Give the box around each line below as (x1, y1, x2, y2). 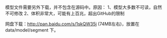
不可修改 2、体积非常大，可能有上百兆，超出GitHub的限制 (5, 10, 125, 16)
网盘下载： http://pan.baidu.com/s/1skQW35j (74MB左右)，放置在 (5, 21, 139, 27)
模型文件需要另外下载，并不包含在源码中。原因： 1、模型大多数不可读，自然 (5, 4, 162, 10)
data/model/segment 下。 (5, 27, 59, 33)
